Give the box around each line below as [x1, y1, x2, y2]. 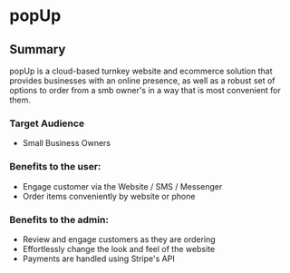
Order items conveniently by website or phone [22, 190, 196, 201]
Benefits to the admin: [9, 213, 109, 226]
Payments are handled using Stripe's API [22, 253, 175, 264]
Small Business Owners [22, 138, 111, 149]
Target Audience [9, 117, 84, 130]
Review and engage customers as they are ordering [22, 233, 216, 245]
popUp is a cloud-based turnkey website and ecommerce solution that [9, 65, 273, 76]
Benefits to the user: [9, 161, 101, 173]
